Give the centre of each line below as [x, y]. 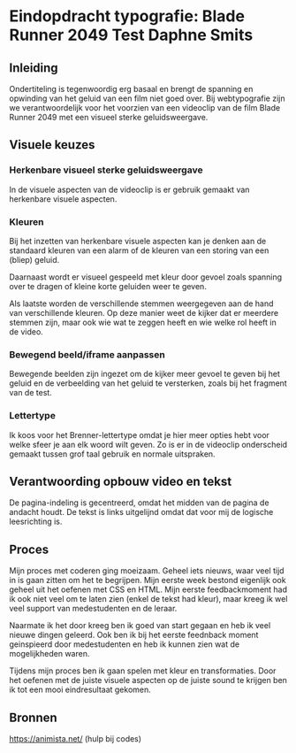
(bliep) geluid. [34, 259]
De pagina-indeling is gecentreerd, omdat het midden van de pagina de [139, 503]
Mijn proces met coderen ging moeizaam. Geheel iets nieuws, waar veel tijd [147, 571]
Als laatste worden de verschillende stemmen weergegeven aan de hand [141, 304]
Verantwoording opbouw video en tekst [121, 481]
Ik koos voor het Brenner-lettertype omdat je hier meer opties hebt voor [139, 434]
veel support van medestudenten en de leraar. [93, 609]
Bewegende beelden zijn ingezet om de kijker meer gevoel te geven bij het [145, 374]
